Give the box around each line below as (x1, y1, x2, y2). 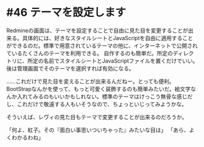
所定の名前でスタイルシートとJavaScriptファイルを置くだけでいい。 (27, 57, 199, 64)
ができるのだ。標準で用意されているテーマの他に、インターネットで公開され (6, 42, 198, 49)
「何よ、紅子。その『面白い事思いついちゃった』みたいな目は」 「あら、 (6, 126, 189, 134)
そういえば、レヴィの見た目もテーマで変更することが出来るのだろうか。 (6, 113, 188, 120)
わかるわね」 (11, 134, 44, 141)
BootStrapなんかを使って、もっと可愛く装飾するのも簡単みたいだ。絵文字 (6, 85, 191, 92)
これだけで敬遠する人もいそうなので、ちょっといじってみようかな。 (16, 100, 188, 108)
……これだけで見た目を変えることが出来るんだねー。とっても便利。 (6, 77, 175, 85)
